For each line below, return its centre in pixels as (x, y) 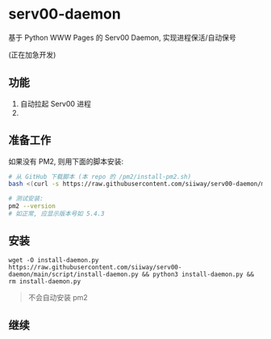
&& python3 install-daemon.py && (198, 274)
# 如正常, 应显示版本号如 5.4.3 (56, 214)
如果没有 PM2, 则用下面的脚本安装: (66, 161)
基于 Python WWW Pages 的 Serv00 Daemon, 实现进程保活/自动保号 (122, 37)
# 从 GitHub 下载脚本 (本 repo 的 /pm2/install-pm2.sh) (100, 176)
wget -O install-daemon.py (54, 260)
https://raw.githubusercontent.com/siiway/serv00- (95, 267)
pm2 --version (32, 206)
